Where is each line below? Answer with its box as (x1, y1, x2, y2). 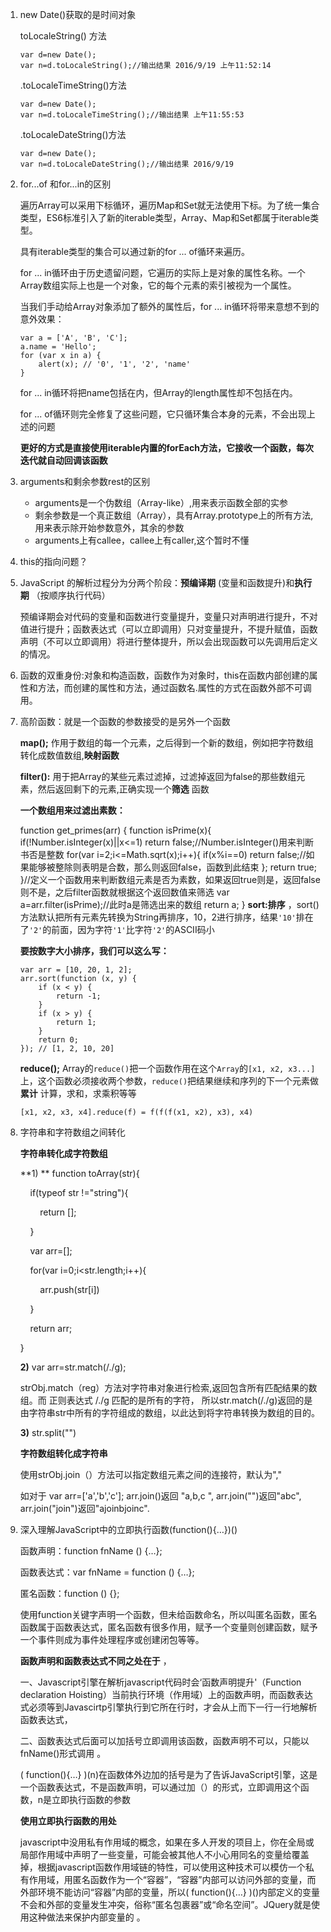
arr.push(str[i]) (39, 1284, 100, 1295)
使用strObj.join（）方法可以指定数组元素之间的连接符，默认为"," (19, 1469, 282, 1480)
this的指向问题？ (19, 556, 88, 567)
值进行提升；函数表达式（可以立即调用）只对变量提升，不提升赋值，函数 (19, 623, 318, 635)
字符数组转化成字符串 (19, 1448, 108, 1459)
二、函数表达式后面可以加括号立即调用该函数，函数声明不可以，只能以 (19, 1735, 310, 1747)
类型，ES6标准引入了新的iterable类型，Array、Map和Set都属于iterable (19, 212, 311, 223)
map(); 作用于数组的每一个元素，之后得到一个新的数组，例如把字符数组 (19, 737, 314, 748)
